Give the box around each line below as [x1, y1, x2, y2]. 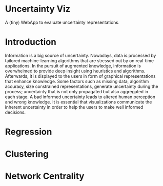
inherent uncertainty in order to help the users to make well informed [5, 104, 143, 110]
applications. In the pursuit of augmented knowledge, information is [5, 63, 141, 68]
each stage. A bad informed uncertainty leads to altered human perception [5, 94, 155, 100]
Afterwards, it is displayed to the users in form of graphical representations [5, 73, 156, 79]
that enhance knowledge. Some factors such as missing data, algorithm [5, 78, 149, 84]
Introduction [5, 36, 57, 48]
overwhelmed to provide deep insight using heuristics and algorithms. [5, 68, 145, 74]
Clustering [5, 149, 49, 160]
